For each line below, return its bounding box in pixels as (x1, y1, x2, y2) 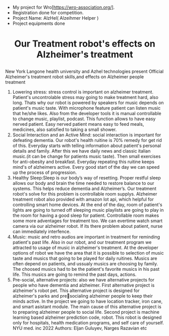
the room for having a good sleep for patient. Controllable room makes (12, 212, 159, 219)
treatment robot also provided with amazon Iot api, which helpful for (12, 197, 154, 203)
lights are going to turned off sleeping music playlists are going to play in (12, 207, 164, 213)
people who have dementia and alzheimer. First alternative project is (12, 282, 155, 289)
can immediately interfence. (12, 228, 71, 234)
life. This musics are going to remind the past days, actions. (12, 271, 137, 277)
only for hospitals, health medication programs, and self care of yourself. (12, 320, 164, 326)
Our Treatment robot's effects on (14, 38, 155, 50)
